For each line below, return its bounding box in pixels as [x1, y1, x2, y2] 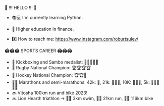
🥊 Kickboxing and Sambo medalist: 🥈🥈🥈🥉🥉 [11, 59, 99, 65]
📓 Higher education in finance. [11, 26, 74, 32]
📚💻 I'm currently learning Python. [11, 15, 83, 20]
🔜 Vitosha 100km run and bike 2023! [11, 90, 88, 96]
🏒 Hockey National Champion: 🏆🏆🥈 [11, 72, 87, 78]
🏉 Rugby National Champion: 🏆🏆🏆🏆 [11, 65, 91, 70]
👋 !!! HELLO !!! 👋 [4, 5, 37, 10]
